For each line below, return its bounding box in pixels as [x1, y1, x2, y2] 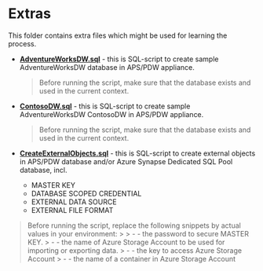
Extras [8, 5, 51, 23]
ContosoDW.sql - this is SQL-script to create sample [19, 101, 191, 111]
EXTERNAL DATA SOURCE [31, 197, 117, 207]
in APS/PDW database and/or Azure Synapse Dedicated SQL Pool [19, 156, 233, 166]
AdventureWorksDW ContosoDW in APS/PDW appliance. [19, 109, 204, 119]
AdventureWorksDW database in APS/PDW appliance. [19, 62, 195, 71]
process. [8, 38, 37, 48]
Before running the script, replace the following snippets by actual [27, 221, 241, 230]
